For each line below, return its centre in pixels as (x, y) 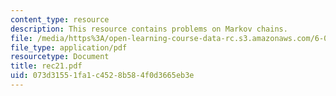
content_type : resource (60, 19)
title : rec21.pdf (46, 66)
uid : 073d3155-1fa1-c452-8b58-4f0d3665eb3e (102, 76)
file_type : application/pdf (69, 47)
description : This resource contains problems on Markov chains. (149, 29)
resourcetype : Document (60, 57)
